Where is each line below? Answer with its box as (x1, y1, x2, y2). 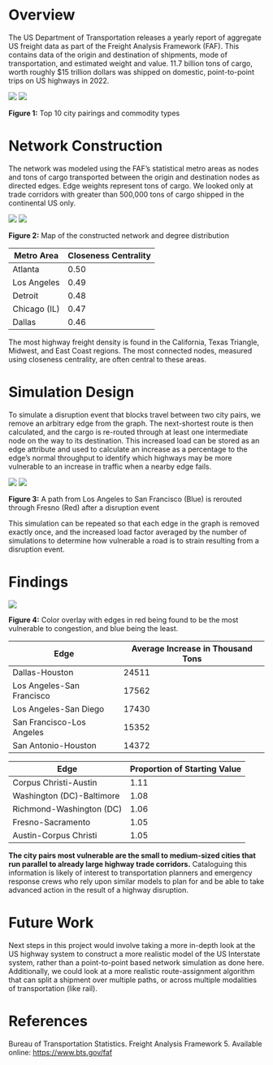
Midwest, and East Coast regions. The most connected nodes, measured (8, 345, 253, 355)
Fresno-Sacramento (12, 816, 91, 828)
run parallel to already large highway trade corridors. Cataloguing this (8, 859, 248, 868)
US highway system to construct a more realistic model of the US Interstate (8, 949, 261, 959)
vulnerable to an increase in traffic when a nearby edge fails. (8, 461, 212, 471)
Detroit (12, 290, 39, 301)
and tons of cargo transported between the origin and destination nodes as (8, 172, 260, 182)
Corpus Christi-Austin (12, 777, 97, 788)
